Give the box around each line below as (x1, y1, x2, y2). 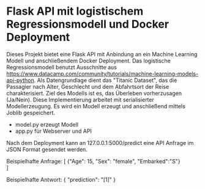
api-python (6, 76, 35, 84)
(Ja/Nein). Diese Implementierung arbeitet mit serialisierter (6, 96, 154, 103)
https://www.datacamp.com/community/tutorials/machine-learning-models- (6, 70, 199, 77)
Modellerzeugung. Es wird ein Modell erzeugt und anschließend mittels (6, 102, 185, 109)
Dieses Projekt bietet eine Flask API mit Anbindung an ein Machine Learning (6, 50, 198, 57)
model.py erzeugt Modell (15, 120, 78, 128)
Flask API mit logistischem (6, 4, 144, 18)
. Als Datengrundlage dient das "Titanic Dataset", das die (34, 76, 177, 84)
